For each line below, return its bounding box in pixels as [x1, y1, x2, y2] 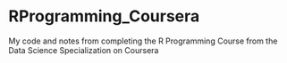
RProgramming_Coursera [8, 6, 200, 27]
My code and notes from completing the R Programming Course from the [8, 35, 278, 46]
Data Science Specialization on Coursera [8, 44, 159, 55]
